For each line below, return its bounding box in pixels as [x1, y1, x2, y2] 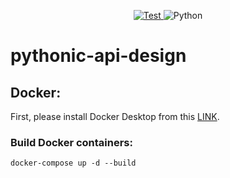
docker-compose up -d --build [10, 158, 137, 169]
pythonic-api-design [10, 45, 187, 67]
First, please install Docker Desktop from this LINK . [10, 111, 220, 122]
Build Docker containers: [10, 135, 134, 149]
